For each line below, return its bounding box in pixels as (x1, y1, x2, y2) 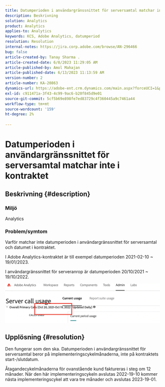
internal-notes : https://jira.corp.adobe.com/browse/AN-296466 (5, 44, 137, 49)
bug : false (5, 49, 27, 54)
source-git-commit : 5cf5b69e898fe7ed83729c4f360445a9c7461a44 (5, 96, 135, 101)
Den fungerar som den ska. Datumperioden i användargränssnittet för (5, 346, 146, 352)
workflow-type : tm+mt (5, 101, 50, 106)
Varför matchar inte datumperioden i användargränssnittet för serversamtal (5, 239, 157, 245)
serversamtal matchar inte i (5, 160, 120, 171)
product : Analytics (5, 24, 45, 29)
